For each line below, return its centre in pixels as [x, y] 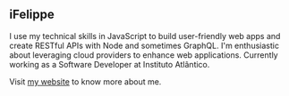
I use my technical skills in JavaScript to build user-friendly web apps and [145, 36]
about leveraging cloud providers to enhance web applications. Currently [144, 55]
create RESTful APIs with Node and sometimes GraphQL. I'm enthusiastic [144, 45]
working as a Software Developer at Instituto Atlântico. [110, 64]
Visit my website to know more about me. [85, 81]
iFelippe [32, 15]
